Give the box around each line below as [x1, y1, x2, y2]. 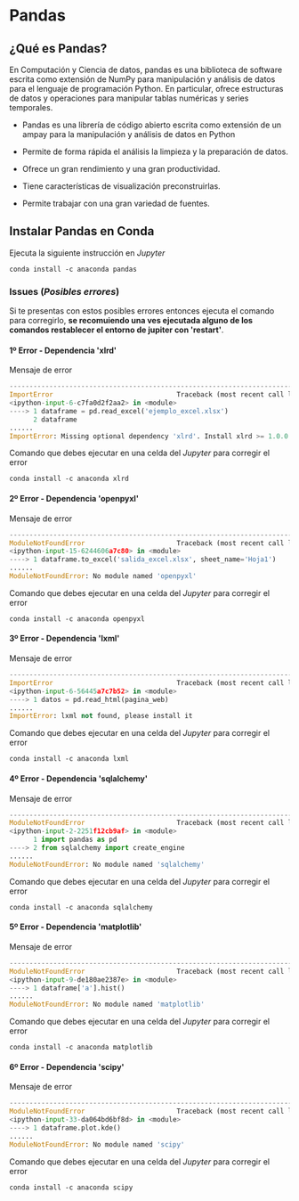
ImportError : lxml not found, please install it [9, 712, 193, 721]
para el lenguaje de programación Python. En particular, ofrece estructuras [9, 84, 284, 94]
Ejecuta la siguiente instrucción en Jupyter [9, 247, 166, 258]
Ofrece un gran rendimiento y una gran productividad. [21, 164, 221, 174]
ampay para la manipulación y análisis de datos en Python [21, 129, 236, 139]
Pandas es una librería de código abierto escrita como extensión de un [21, 119, 282, 130]
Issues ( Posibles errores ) [9, 285, 120, 298]
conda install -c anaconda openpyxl [9, 614, 145, 624]
